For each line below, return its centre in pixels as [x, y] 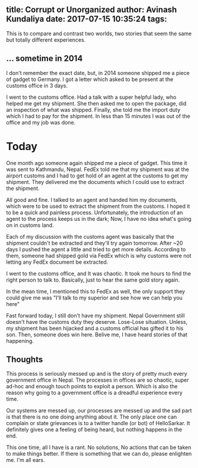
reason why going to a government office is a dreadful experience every [94, 393]
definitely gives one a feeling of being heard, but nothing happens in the [94, 430]
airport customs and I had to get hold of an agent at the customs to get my [97, 176]
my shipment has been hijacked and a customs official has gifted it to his [95, 328]
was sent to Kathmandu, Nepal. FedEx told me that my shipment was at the [98, 169]
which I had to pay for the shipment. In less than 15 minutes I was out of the [98, 116]
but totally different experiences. [46, 40]
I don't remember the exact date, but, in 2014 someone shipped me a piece [98, 73]
